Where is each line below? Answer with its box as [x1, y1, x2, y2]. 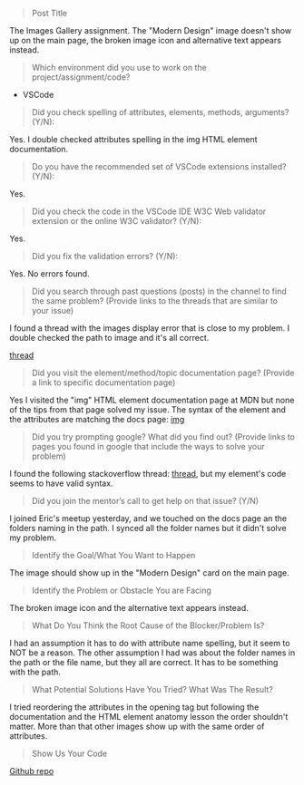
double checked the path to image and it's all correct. [9, 333, 210, 343]
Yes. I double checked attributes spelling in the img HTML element [9, 134, 258, 144]
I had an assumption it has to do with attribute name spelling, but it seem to [9, 638, 290, 648]
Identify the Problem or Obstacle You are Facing [31, 585, 211, 596]
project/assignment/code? [31, 72, 131, 82]
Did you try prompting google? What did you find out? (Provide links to [31, 431, 295, 442]
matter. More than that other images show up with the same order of [9, 721, 265, 732]
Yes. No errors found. [9, 268, 90, 279]
